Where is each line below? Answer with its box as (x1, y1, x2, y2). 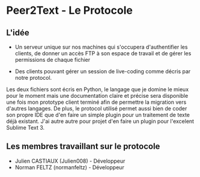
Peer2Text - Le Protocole (6, 4, 133, 17)
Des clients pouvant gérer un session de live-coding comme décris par (14, 68, 191, 75)
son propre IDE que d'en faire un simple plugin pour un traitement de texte (6, 112, 190, 118)
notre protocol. (14, 74, 52, 81)
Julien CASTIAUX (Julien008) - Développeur (14, 157, 126, 164)
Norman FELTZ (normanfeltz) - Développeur (14, 163, 124, 171)
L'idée (6, 28, 30, 38)
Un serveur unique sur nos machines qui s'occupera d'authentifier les (14, 43, 188, 50)
